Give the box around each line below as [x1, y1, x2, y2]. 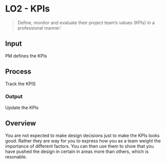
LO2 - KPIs [5, 3, 50, 15]
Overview [5, 119, 36, 128]
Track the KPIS [5, 81, 36, 87]
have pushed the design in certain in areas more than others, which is [5, 148, 149, 154]
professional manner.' [17, 25, 62, 31]
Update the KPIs [5, 104, 39, 110]
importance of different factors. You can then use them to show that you [5, 143, 154, 149]
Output [5, 93, 23, 100]
